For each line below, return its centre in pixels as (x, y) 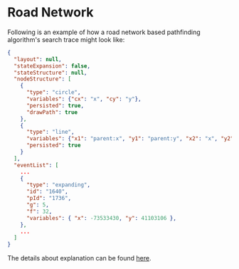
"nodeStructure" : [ (43, 79)
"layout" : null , (38, 59)
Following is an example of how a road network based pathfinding (104, 32)
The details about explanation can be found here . (79, 258)
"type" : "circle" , (53, 93)
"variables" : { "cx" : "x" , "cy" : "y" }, (84, 99)
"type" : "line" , (50, 132)
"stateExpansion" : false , (52, 66)
